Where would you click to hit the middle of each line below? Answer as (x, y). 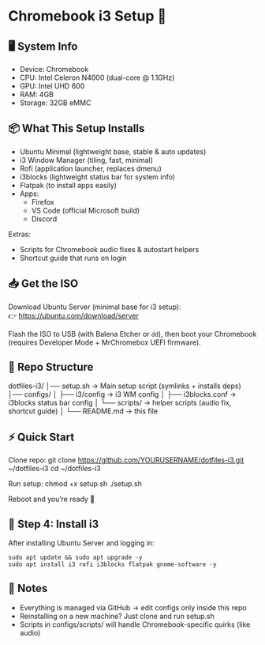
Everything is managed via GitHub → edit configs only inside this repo (133, 607)
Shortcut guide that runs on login (73, 258)
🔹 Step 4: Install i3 (54, 524)
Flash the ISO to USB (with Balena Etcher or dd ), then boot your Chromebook (132, 334)
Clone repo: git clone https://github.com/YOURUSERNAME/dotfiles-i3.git (126, 460)
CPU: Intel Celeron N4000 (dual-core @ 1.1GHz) (97, 77)
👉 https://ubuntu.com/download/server (74, 315)
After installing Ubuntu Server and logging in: (82, 543)
